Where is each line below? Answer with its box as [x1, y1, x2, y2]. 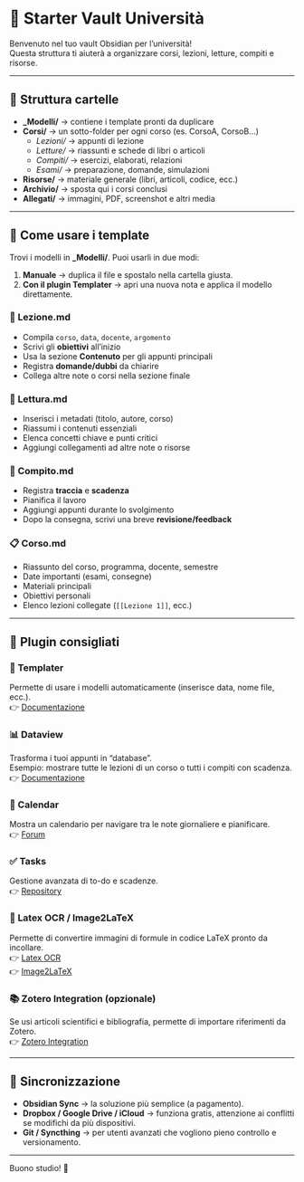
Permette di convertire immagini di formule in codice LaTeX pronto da [9, 932, 269, 943]
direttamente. [22, 289, 73, 300]
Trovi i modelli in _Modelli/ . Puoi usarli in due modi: [9, 252, 200, 262]
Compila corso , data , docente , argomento [22, 331, 171, 342]
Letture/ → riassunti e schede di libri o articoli [35, 145, 205, 156]
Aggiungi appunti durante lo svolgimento [22, 504, 175, 515]
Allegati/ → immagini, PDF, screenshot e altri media [22, 193, 215, 204]
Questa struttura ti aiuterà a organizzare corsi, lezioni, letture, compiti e [9, 47, 274, 58]
